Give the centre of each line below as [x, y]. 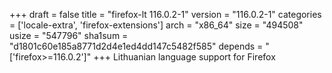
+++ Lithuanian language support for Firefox [184, 57]
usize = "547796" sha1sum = [69, 35]
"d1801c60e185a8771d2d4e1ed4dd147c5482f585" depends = [136, 46]
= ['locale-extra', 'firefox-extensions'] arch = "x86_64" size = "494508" [156, 25]
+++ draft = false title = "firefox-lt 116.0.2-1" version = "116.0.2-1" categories [165, 14]
